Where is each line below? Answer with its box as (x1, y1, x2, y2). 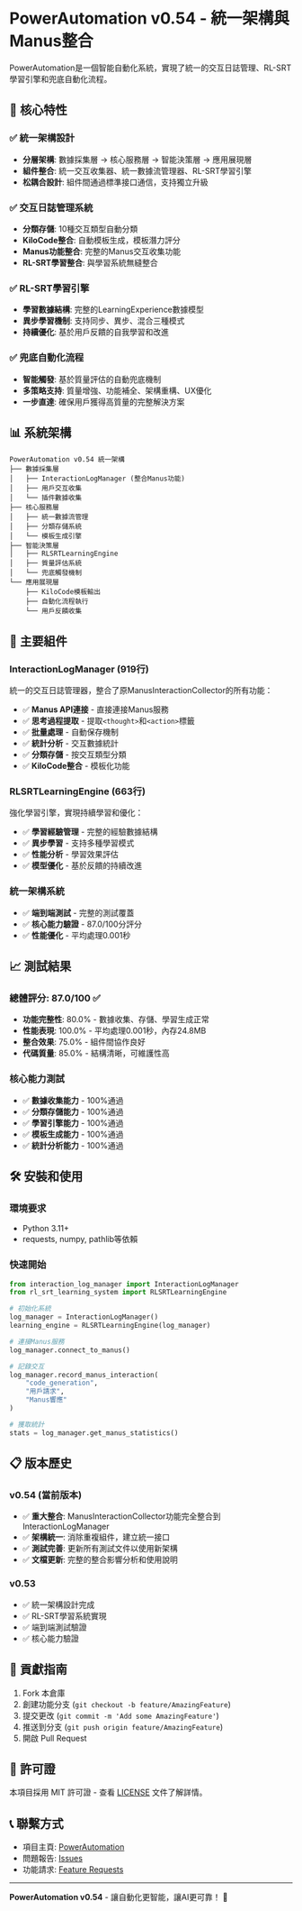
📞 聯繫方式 (9, 1815, 65, 1831)
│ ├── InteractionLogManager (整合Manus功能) (9, 474, 186, 483)
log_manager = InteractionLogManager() (9, 1312, 159, 1321)
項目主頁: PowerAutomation (22, 1842, 125, 1852)
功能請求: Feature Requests (22, 1864, 124, 1875)
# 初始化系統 (9, 1304, 51, 1313)
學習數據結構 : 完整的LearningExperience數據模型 (22, 304, 205, 315)
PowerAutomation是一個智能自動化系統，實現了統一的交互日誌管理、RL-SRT (9, 62, 292, 73)
